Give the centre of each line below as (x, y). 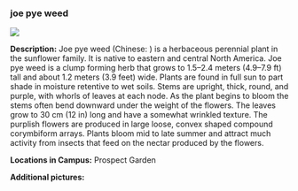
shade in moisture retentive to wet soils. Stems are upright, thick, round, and (149, 87)
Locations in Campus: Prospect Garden (83, 160)
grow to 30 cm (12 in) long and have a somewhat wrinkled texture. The (139, 115)
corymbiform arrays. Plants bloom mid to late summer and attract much (141, 134)
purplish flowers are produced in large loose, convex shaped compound (141, 124)
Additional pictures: (47, 177)
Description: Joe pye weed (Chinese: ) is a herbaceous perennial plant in (144, 49)
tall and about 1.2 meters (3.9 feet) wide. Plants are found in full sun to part (147, 77)
